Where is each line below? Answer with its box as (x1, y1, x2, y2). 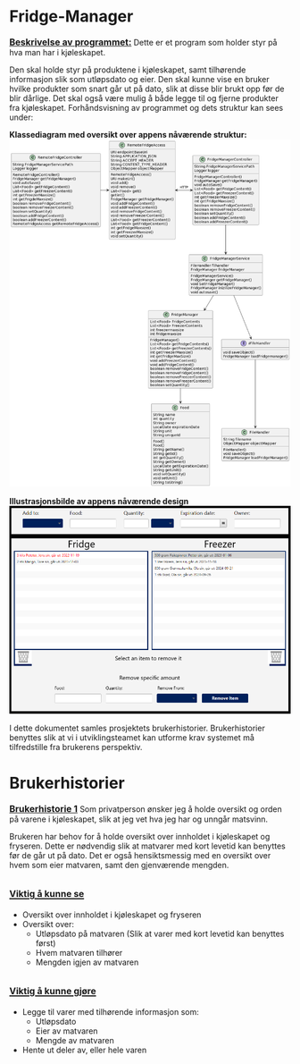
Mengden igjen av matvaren (35, 957, 139, 967)
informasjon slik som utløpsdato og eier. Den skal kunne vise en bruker (9, 73, 270, 84)
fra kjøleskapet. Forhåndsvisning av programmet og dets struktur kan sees (9, 102, 284, 113)
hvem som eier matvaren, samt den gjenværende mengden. (9, 859, 229, 870)
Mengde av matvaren (35, 1034, 114, 1045)
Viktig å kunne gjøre (9, 985, 96, 998)
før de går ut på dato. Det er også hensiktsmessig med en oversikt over (9, 849, 271, 860)
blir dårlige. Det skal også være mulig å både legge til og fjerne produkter (9, 92, 279, 104)
